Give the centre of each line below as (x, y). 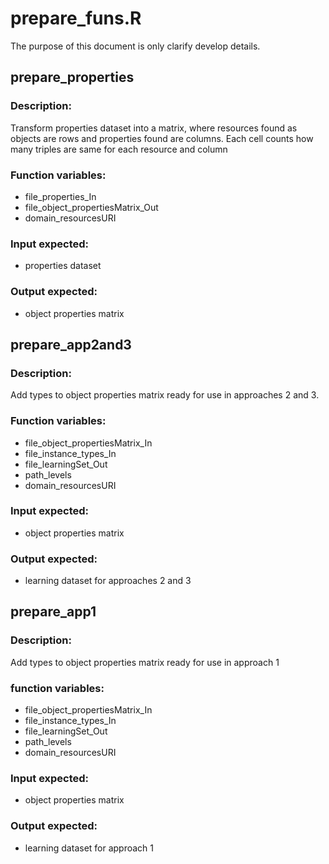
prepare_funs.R (76, 18)
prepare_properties (72, 77)
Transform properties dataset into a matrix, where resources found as (154, 128)
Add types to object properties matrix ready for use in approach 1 (145, 662)
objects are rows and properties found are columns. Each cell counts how (162, 138)
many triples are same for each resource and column (119, 149)
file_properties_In (60, 196)
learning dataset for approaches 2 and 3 (108, 581)
